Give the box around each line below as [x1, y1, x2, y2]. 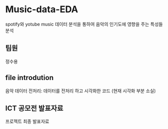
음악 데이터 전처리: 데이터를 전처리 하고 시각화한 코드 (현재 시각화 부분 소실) [5, 88, 156, 94]
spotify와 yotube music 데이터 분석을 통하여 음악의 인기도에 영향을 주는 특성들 [5, 21, 163, 27]
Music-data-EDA [5, 4, 78, 15]
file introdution [5, 73, 54, 82]
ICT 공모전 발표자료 [5, 104, 64, 113]
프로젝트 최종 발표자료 [5, 118, 50, 124]
